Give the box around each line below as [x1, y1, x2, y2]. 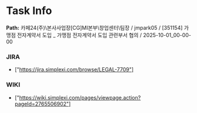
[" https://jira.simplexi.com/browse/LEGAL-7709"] [14, 66, 134, 73]
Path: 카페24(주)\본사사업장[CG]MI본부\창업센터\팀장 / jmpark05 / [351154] [6, 24, 183, 31]
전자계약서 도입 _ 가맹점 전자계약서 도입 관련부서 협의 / [16, 31, 142, 39]
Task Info [6, 4, 52, 18]
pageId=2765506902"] [14, 100, 71, 107]
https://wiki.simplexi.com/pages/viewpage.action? [19, 94, 141, 101]
